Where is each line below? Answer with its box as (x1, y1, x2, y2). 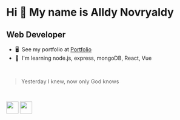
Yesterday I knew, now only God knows (21, 78, 119, 85)
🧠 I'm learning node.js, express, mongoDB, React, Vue (15, 54, 152, 62)
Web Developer (6, 30, 66, 40)
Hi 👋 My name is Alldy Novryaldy (6, 5, 174, 19)
